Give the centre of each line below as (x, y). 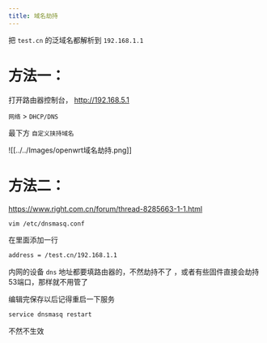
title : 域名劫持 (33, 16)
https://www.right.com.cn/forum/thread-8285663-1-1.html (106, 208)
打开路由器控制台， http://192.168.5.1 (69, 100)
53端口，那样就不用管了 (48, 282)
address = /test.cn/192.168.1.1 (63, 255)
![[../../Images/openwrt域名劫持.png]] (70, 150)
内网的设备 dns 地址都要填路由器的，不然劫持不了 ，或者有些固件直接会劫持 (134, 272)
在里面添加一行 (33, 240)
